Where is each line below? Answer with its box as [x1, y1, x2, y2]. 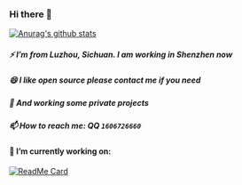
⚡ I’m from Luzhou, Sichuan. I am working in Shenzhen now [9, 49, 233, 60]
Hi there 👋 [9, 8, 53, 20]
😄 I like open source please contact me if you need [9, 75, 201, 85]
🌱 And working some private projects [9, 97, 149, 108]
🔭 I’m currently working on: [9, 146, 112, 157]
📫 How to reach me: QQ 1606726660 [9, 120, 142, 132]
